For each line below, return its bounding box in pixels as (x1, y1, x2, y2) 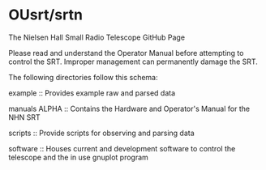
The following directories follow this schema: (8, 72, 158, 82)
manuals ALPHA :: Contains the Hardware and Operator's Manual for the (8, 104, 250, 113)
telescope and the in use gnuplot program (8, 152, 148, 162)
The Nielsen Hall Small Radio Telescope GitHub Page (8, 32, 185, 42)
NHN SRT (8, 112, 41, 122)
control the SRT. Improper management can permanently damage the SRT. (8, 57, 258, 66)
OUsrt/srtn (8, 6, 84, 24)
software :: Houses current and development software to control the (8, 143, 236, 153)
